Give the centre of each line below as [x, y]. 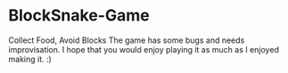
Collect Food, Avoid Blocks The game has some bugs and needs [127, 40]
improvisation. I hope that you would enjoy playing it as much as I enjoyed [144, 49]
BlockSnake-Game [79, 16]
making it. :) [30, 59]
